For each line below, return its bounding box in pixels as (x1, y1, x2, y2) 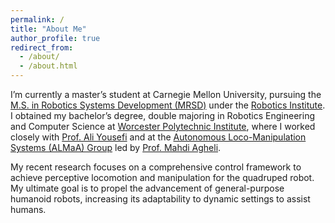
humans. (10, 204, 47, 215)
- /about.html (19, 61, 78, 71)
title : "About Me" (10, 24, 87, 34)
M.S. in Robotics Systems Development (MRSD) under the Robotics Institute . (10, 99, 326, 111)
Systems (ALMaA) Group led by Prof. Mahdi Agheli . (10, 142, 222, 153)
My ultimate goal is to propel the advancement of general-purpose (10, 182, 285, 194)
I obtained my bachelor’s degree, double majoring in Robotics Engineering (10, 110, 315, 121)
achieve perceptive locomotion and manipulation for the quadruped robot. (10, 172, 315, 183)
